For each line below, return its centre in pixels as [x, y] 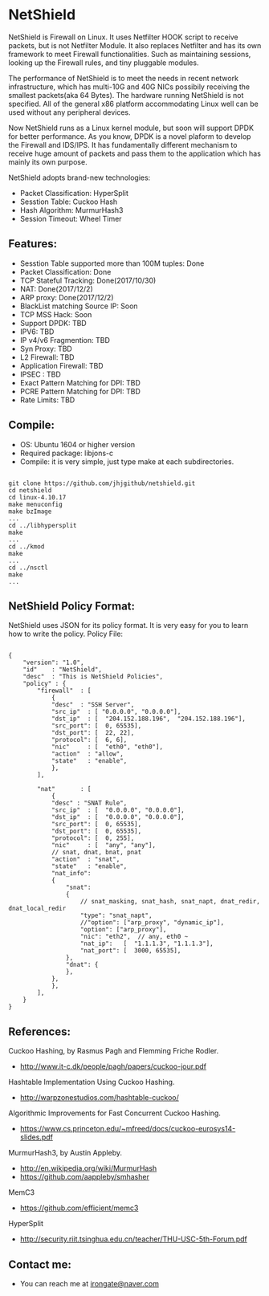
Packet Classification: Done [65, 271]
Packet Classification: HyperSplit [74, 193]
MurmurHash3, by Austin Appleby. [65, 1153]
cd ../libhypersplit [43, 525]
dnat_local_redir [37, 909]
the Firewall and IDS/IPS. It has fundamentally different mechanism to [123, 145]
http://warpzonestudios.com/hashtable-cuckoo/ [99, 1098]
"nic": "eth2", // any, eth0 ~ [134, 937]
